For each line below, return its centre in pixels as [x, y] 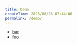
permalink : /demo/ [23, 18]
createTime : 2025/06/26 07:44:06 [39, 14]
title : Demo [17, 9]
